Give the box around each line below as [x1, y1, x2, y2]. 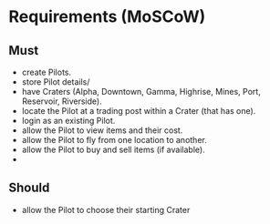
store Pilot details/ [21, 76, 90, 87]
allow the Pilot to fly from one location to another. [21, 135, 207, 145]
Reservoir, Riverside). [21, 96, 102, 107]
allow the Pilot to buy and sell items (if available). [21, 144, 206, 155]
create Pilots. [21, 66, 72, 77]
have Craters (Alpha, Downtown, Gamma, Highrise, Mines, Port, [21, 87, 261, 97]
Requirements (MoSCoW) [8, 6, 206, 27]
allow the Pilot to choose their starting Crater [21, 204, 191, 215]
